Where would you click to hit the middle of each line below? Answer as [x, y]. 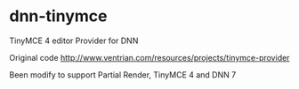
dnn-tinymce [58, 16]
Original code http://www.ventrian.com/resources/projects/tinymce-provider [149, 57]
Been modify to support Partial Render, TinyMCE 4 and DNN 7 [123, 74]
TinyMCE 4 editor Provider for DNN [74, 41]
